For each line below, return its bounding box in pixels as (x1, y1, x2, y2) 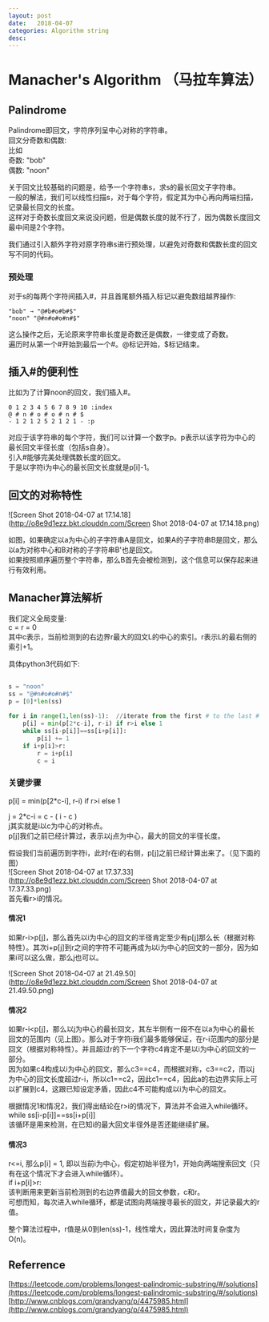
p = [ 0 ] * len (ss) (8, 697, 62, 705)
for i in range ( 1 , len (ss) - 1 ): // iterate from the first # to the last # (8, 712, 260, 720)
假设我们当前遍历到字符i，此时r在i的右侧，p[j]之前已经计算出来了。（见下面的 (8, 847, 261, 857)
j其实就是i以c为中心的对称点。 (8, 821, 107, 831)
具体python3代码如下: (8, 659, 80, 668)
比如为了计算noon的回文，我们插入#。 (8, 387, 135, 397)
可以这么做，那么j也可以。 (17, 952, 103, 962)
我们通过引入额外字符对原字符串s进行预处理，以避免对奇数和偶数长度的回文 (8, 239, 258, 249)
